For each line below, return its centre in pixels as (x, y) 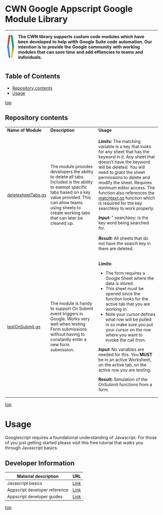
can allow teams (66, 203)
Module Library (36, 19)
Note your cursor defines (130, 314)
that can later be (67, 218)
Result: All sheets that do (123, 238)
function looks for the (127, 298)
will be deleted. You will (122, 167)
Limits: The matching (119, 141)
